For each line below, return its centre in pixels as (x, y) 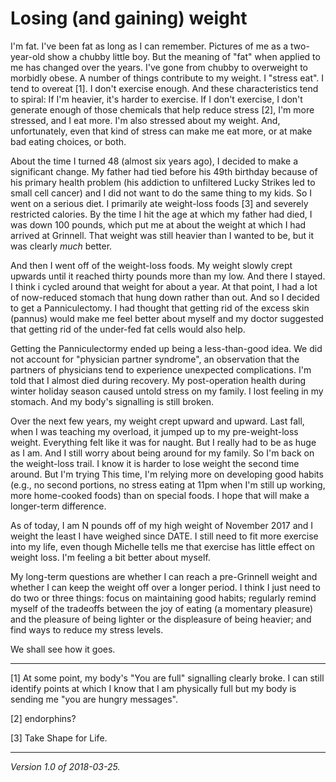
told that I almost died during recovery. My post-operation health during (158, 380)
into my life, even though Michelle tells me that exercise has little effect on (162, 546)
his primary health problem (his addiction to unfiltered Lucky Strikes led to (163, 182)
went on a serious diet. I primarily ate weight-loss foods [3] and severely (159, 203)
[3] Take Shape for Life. (59, 738)
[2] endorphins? (43, 718)
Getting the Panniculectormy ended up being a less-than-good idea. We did (166, 348)
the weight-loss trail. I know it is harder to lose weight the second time (155, 463)
